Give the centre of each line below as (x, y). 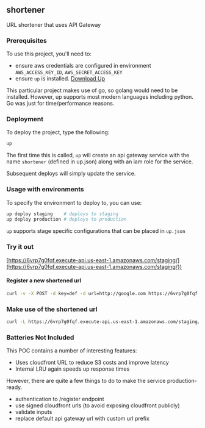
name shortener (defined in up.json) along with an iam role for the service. (100, 162)
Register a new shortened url (44, 280)
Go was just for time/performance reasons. (60, 104)
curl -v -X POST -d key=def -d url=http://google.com (76, 293)
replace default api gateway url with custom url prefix (82, 419)
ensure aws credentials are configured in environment (83, 66)
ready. (14, 387)
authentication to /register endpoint (60, 399)
